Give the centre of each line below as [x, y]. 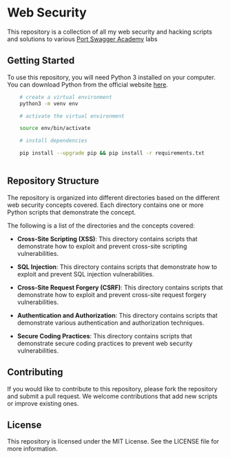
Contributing [35, 372]
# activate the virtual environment [72, 116]
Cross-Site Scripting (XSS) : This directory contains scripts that [107, 239]
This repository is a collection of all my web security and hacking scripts [109, 32]
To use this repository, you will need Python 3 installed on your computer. [111, 77]
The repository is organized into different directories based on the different [113, 197]
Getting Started [41, 61]
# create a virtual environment [66, 97]
